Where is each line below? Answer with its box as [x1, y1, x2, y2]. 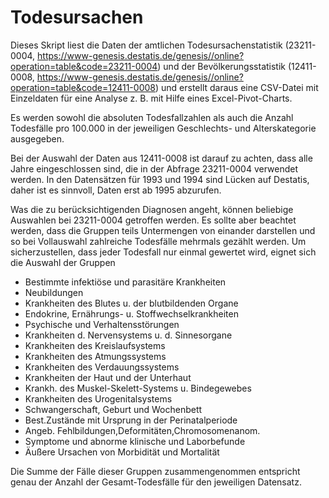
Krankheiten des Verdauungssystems [24, 361, 180, 373]
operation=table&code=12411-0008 [10, 81, 156, 93]
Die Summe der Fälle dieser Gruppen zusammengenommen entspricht [10, 465, 301, 477]
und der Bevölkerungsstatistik [163, 60, 287, 72]
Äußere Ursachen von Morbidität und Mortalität [24, 446, 220, 458]
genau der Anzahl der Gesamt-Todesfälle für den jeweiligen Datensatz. [10, 476, 302, 488]
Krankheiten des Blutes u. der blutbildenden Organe [24, 297, 239, 309]
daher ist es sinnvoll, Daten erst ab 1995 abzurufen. [10, 184, 222, 196]
